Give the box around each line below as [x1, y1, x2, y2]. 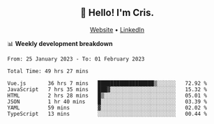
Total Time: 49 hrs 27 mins [7, 68, 89, 75]
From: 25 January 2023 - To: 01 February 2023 [7, 55, 145, 63]
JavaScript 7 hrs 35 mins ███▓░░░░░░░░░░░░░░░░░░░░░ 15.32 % [7, 86, 208, 93]
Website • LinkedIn [89, 25, 145, 33]
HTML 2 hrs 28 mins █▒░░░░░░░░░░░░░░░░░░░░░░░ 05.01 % [7, 92, 208, 99]
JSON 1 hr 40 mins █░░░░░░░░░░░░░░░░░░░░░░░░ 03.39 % [7, 98, 208, 105]
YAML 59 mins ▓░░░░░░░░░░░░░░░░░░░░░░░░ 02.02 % [7, 104, 208, 111]
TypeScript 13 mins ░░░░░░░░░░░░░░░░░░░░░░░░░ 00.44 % [7, 110, 208, 117]
